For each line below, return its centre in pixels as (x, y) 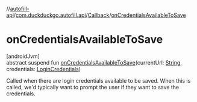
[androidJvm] (23, 56)
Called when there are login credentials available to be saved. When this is (98, 80)
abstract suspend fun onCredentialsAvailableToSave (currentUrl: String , (94, 62)
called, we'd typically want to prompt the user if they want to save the (93, 87)
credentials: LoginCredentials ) (44, 69)
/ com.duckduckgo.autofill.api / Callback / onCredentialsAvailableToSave (100, 15)
